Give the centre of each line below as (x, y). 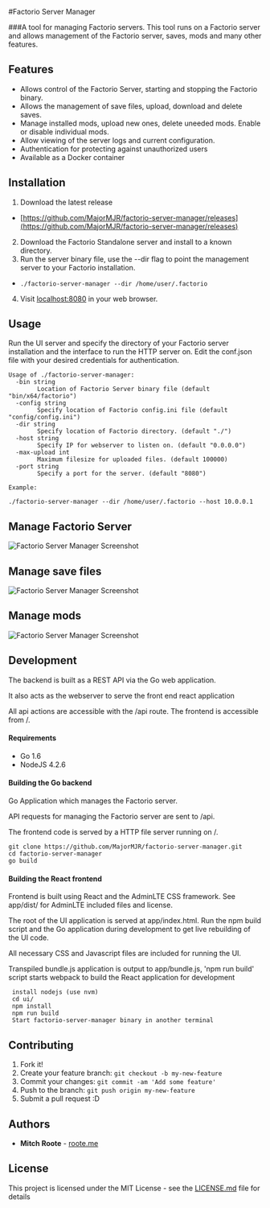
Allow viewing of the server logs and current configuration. (117, 140)
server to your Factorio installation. (78, 267)
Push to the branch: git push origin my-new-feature (107, 1090)
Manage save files (55, 571)
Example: (23, 488)
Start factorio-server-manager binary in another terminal (113, 1020)
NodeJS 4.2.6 (43, 765)
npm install (32, 1006)
